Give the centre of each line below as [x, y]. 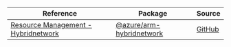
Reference [60, 13]
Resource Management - [52, 25]
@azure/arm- [138, 25]
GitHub [208, 29]
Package [153, 13]
